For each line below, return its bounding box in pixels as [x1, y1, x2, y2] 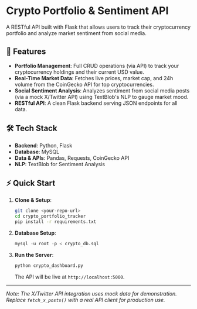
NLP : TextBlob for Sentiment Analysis [14, 160, 106, 167]
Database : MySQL [14, 148, 60, 155]
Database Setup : [14, 229, 57, 236]
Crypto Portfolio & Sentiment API [6, 4, 169, 18]
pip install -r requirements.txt [14, 219, 97, 225]
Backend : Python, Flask [14, 142, 73, 149]
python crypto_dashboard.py [14, 262, 83, 269]
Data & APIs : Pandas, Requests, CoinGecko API [14, 154, 130, 162]
